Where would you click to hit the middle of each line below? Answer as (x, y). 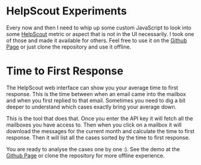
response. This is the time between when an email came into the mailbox (96, 94)
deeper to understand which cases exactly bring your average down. (91, 107)
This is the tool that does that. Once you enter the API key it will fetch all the (100, 118)
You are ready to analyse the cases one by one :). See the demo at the (93, 149)
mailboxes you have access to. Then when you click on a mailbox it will (94, 125)
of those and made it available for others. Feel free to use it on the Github (97, 40)
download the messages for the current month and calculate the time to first (100, 131)
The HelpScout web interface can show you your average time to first (92, 88)
